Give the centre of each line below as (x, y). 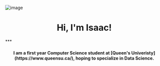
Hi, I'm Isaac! (84, 28)
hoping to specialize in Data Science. (115, 58)
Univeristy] (143, 53)
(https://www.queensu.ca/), (45, 58)
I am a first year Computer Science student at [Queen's (72, 53)
